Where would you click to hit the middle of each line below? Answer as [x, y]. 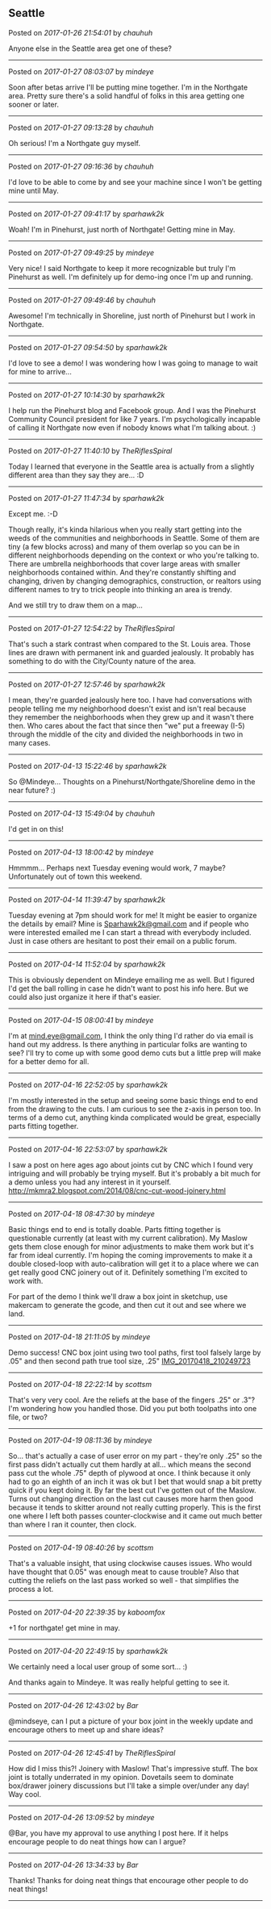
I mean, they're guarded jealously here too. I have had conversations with [130, 700]
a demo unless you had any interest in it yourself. [90, 1182]
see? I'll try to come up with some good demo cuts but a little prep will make [135, 1053]
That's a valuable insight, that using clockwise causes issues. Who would [130, 1563]
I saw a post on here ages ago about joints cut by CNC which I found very [131, 1164]
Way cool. [25, 1794]
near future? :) [32, 790]
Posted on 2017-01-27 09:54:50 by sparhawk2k [88, 347]
